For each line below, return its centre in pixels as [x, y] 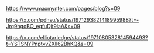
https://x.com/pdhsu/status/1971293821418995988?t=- [73, 20]
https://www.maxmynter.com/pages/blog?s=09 [63, 9]
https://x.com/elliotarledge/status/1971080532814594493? [77, 37]
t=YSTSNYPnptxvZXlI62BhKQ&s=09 [50, 44]
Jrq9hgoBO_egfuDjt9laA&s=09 [43, 26]
